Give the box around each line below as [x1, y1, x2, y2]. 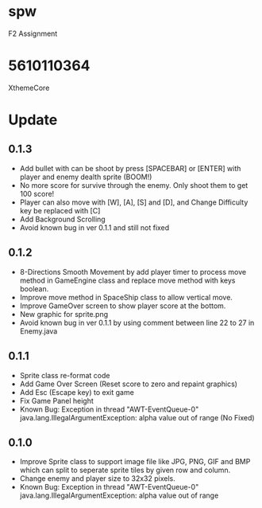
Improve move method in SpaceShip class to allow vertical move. [19, 292, 233, 302]
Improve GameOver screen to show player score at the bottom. [19, 301, 226, 311]
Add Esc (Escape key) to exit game [19, 387, 135, 397]
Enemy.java [19, 326, 58, 336]
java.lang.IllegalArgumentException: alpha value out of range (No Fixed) [19, 412, 256, 422]
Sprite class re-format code [19, 370, 110, 380]
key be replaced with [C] [19, 205, 101, 215]
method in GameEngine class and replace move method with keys [19, 275, 236, 285]
